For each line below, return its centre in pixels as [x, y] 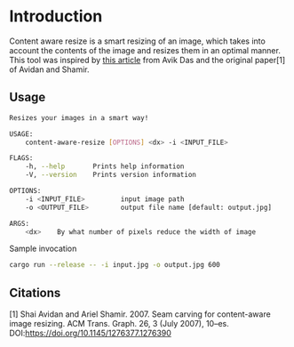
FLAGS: [21, 158]
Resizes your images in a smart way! [79, 117]
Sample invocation [43, 249]
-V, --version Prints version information [111, 175]
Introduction [56, 16]
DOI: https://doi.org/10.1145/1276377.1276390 [90, 333]
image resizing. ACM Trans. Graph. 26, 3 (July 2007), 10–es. [119, 324]
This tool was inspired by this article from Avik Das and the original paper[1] [147, 60]
